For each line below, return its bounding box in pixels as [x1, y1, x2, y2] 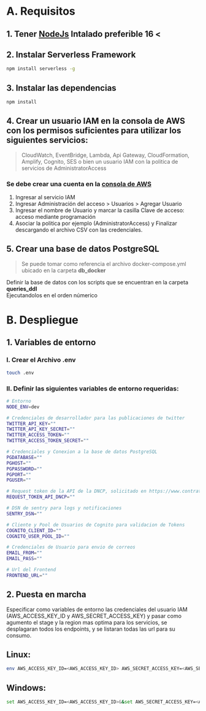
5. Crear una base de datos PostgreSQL [6, 244, 159, 254]
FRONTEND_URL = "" [6, 572, 48, 579]
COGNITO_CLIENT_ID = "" [6, 527, 62, 534]
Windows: [6, 682, 47, 693]
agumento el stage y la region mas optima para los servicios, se [6, 618, 167, 626]
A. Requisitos [6, 4, 75, 18]
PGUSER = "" [6, 477, 32, 484]
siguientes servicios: [6, 135, 88, 145]
